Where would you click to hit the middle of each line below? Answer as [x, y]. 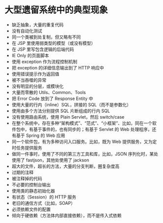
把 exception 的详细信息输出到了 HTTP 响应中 [58, 67]
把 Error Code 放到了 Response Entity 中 [52, 98]
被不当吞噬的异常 [29, 80]
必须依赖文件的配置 [31, 209]
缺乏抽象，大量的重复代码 [38, 25]
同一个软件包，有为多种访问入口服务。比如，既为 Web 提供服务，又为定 [84, 141]
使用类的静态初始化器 [33, 191]
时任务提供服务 [27, 148]
